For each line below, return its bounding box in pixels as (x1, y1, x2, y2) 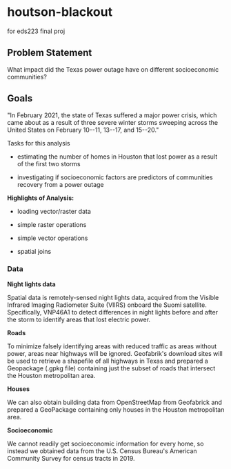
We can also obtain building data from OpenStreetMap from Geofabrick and (7, 398, 223, 406)
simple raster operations (17, 220, 87, 228)
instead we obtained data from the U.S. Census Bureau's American (7, 446, 198, 455)
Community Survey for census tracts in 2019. (7, 454, 136, 462)
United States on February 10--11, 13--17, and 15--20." (7, 126, 159, 134)
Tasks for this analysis (7, 139, 70, 147)
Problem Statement (7, 47, 92, 59)
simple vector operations (17, 234, 88, 242)
